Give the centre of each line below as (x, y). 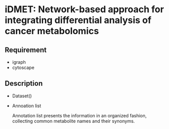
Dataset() (22, 96)
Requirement (26, 50)
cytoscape (23, 68)
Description (24, 83)
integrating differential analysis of (78, 20)
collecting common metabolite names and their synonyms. (74, 121)
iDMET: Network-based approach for (84, 9)
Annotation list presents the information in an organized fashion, (79, 115)
